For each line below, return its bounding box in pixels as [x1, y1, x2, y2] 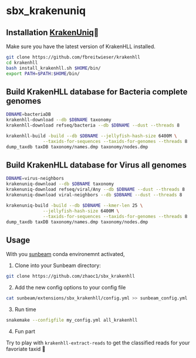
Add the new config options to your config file [14, 284, 126, 291]
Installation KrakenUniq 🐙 [6, 28, 99, 37]
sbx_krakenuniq [6, 4, 86, 18]
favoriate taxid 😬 [6, 345, 46, 352]
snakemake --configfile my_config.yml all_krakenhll [6, 317, 138, 323]
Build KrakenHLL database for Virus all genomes [6, 160, 187, 170]
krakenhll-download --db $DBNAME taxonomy [6, 117, 111, 123]
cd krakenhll [6, 60, 38, 66]
